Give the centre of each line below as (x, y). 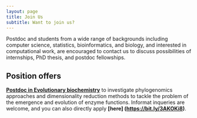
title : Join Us (25, 17)
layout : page (22, 11)
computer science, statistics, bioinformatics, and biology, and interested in (96, 45)
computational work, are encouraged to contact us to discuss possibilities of (99, 51)
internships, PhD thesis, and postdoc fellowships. (66, 58)
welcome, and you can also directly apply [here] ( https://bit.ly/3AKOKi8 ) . (96, 109)
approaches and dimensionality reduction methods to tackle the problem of (97, 96)
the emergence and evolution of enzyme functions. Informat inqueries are (96, 102)
